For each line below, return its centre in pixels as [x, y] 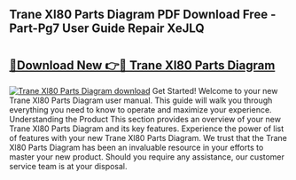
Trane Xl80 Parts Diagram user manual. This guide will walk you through [141, 100]
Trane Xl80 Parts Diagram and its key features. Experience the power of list [147, 129]
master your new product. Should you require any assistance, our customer [147, 157]
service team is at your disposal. [68, 166]
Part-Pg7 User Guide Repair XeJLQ [107, 29]
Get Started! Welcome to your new [215, 91]
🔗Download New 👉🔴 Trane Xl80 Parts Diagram [142, 65]
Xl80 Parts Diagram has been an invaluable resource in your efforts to [136, 147]
